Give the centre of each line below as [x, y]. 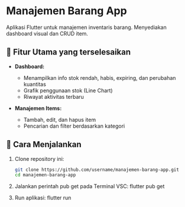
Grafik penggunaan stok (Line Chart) [68, 90]
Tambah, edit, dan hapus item [60, 119]
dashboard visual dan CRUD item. [47, 33]
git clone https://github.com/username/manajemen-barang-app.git [97, 170]
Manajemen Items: [38, 108]
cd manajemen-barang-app [45, 175]
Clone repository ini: [39, 159]
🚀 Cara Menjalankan [44, 145]
